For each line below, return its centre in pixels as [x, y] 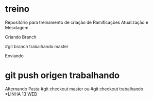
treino [17, 9]
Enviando [14, 56]
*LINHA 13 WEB [21, 94]
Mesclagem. [17, 27]
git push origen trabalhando [62, 76]
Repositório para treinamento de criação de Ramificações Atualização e [77, 22]
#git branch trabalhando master [37, 46]
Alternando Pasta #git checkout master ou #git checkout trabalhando [74, 89]
